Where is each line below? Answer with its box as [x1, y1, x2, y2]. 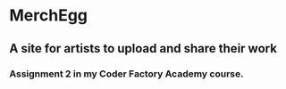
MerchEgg [9, 5, 88, 26]
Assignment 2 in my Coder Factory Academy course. [9, 68, 244, 80]
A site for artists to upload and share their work [9, 41, 277, 56]
